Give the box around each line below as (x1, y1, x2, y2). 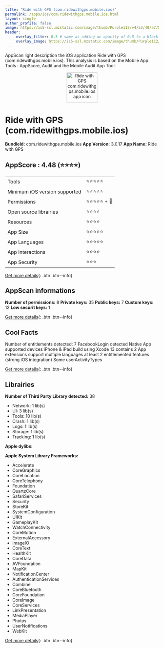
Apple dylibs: (5, 443, 33, 449)
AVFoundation (12, 561, 41, 567)
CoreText (12, 545, 31, 551)
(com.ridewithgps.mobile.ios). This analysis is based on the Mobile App (5, 57, 149, 63)
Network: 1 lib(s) (12, 403, 45, 408)
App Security (7, 259, 38, 265)
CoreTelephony (12, 478, 43, 484)
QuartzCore (12, 488, 36, 494)
